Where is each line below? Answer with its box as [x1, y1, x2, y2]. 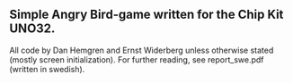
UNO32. [9, 21, 56, 37]
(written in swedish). [9, 63, 85, 74]
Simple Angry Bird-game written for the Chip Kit [9, 7, 284, 22]
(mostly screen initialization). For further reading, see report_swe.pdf [9, 54, 264, 65]
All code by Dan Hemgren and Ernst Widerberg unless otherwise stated [9, 45, 274, 55]
